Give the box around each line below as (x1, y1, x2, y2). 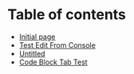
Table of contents (7, 6, 127, 24)
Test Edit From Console (18, 40, 97, 49)
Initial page (18, 32, 56, 41)
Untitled (18, 49, 45, 58)
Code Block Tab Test (18, 57, 89, 67)
